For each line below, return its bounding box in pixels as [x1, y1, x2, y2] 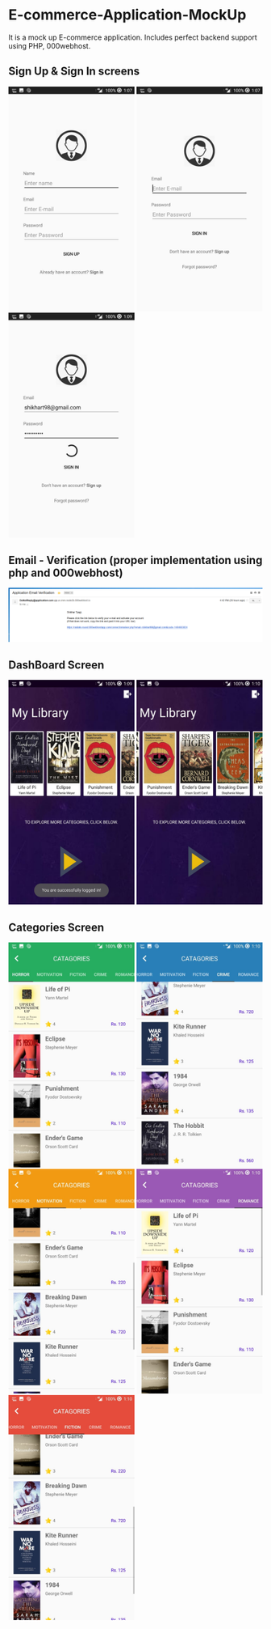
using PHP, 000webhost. [8, 40, 91, 50]
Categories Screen [8, 920, 105, 934]
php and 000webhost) [8, 566, 123, 580]
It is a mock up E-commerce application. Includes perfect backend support [8, 32, 258, 42]
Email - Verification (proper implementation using [8, 554, 263, 567]
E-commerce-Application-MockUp [8, 6, 247, 24]
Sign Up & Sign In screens [8, 65, 140, 78]
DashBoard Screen [8, 658, 105, 672]
